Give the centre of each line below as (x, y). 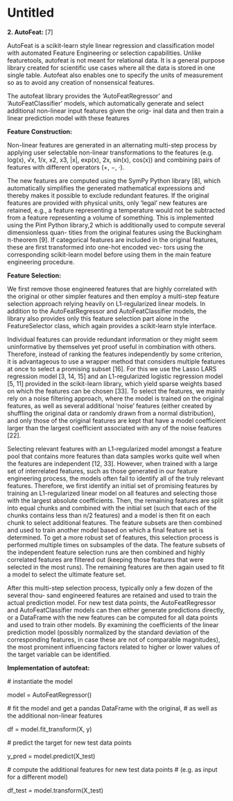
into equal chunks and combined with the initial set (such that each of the (112, 508)
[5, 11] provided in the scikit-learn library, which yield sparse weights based (114, 383)
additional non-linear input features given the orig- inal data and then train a (115, 111)
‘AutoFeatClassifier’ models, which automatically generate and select (106, 103)
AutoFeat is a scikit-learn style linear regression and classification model (111, 45)
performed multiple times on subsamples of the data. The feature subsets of (116, 544)
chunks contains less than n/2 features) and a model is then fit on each (109, 515)
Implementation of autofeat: (49, 667)
